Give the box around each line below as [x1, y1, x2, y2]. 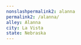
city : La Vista [6, 25, 44, 31]
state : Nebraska [6, 30, 46, 36]
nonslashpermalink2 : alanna [6, 8, 76, 15]
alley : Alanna [6, 19, 41, 25]
